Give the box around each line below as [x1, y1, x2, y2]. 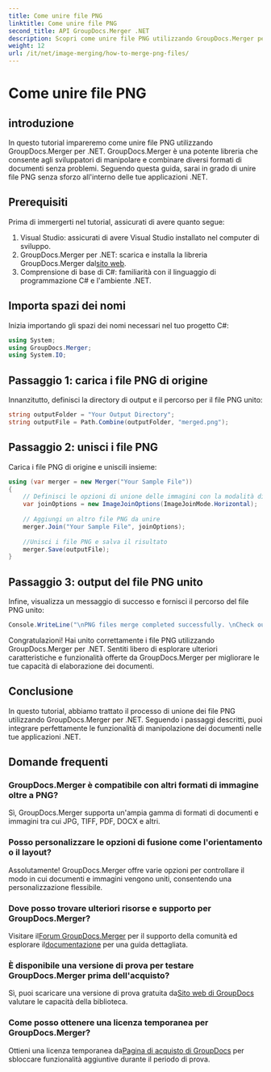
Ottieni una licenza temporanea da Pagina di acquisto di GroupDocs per [8, 1045, 244, 1055]
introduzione [8, 116, 74, 130]
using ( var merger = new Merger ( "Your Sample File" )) [8, 478, 194, 486]
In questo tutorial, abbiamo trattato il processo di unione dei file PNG [8, 706, 236, 715]
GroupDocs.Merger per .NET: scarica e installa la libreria [19, 250, 208, 260]
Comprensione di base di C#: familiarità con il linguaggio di [19, 267, 216, 276]
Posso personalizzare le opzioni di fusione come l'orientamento [8, 837, 263, 848]
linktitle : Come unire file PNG [8, 19, 117, 27]
